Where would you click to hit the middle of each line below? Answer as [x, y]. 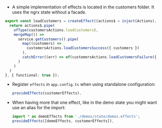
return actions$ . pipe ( [32, 25]
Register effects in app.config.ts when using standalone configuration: [84, 84]
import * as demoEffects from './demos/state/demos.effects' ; [76, 117]
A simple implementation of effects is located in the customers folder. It [83, 7]
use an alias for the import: [39, 108]
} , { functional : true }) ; [32, 75]
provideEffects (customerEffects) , [47, 93]
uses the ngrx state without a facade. [49, 12]
